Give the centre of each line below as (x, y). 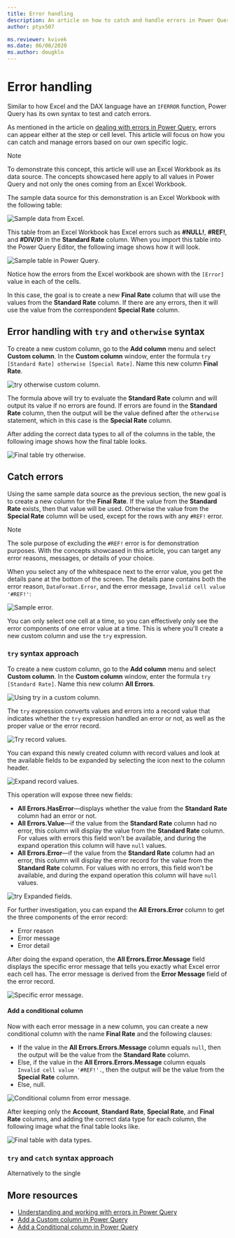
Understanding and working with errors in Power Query (97, 1212)
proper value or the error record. (54, 726)
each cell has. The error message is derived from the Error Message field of (117, 974)
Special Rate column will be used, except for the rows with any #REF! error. (115, 516)
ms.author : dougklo (36, 52)
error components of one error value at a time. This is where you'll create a (115, 628)
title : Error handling (40, 14)
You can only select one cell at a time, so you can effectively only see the (113, 621)
